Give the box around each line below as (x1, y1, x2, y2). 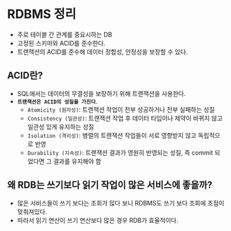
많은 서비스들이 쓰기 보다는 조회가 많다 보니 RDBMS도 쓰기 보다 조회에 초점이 (17, 199, 225, 207)
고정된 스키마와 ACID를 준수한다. (17, 39, 106, 47)
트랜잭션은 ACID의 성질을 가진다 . (17, 97, 98, 106)
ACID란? (7, 70, 43, 81)
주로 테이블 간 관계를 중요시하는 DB (17, 30, 112, 39)
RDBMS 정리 (7, 6, 77, 22)
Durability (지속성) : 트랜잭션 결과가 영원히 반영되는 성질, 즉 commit (27, 148, 213, 157)
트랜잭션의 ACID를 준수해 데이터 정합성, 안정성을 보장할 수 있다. (17, 48, 188, 56)
